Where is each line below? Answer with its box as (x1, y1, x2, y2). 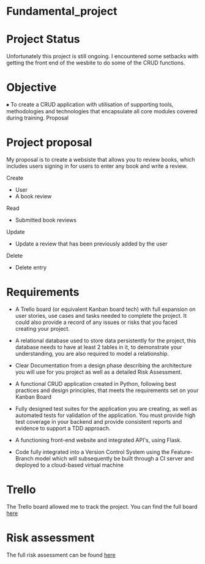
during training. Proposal (6, 115, 69, 122)
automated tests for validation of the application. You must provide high (15, 412, 196, 419)
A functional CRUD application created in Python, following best (15, 380, 176, 387)
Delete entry (15, 264, 47, 271)
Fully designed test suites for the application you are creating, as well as (15, 405, 198, 412)
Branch (15, 454, 34, 462)
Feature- (171, 448, 193, 456)
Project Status (6, 32, 81, 47)
